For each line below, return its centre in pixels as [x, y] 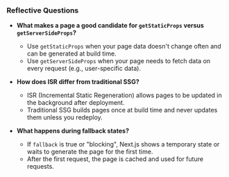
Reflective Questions [43, 10]
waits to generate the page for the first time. [90, 152]
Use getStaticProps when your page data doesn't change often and [124, 47]
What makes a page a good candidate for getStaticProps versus [110, 26]
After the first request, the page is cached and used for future [115, 159]
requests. [41, 167]
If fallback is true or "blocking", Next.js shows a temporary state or [123, 144]
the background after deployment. [76, 103]
